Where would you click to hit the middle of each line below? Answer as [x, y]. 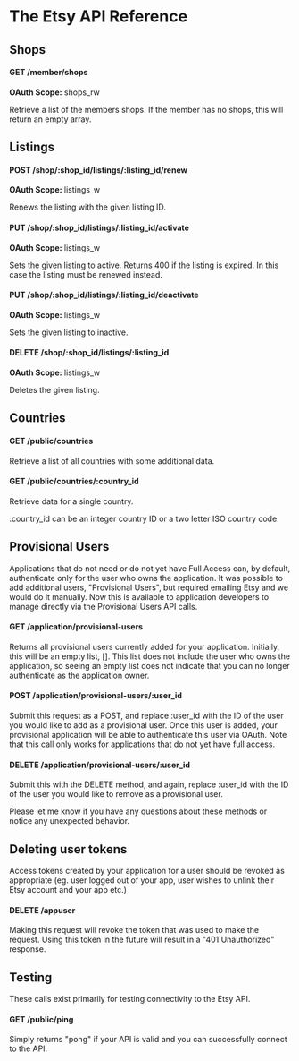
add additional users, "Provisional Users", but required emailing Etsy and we [149, 587]
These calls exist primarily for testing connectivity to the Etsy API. [130, 999]
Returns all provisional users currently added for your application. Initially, [144, 646]
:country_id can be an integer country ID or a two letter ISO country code [143, 518]
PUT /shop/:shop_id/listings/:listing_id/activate [100, 227]
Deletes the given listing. [54, 389]
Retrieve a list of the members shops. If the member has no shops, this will [146, 109]
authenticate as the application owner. [79, 675]
